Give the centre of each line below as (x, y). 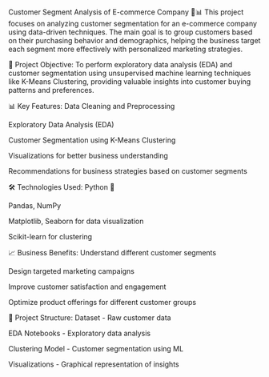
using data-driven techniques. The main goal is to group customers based (130, 32)
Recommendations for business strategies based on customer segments (128, 171)
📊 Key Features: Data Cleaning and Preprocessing (92, 106)
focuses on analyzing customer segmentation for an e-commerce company (133, 24)
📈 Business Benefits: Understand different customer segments (112, 253)
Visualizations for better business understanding (88, 156)
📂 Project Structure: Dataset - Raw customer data (90, 318)
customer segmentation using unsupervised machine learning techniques (130, 73)
